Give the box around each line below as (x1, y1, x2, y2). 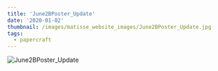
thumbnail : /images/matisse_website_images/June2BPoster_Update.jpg (7, 23, 212, 30)
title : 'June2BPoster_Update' (7, 10, 96, 18)
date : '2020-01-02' (7, 17, 64, 24)
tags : (7, 30, 23, 37)
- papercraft (13, 37, 52, 44)
